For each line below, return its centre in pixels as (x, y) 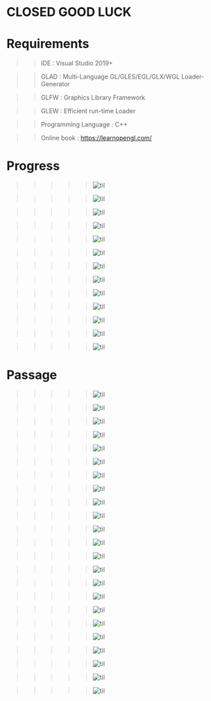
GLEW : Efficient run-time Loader (88, 111)
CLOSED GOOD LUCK (69, 12)
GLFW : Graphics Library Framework (93, 97)
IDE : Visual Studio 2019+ (77, 63)
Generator (55, 84)
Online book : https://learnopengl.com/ (96, 138)
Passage (32, 375)
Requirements (48, 44)
